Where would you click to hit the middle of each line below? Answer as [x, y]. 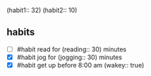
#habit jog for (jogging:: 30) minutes [70, 57]
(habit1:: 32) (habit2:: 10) [42, 10]
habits [21, 32]
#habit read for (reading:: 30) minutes [72, 49]
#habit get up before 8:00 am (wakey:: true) [80, 65]
